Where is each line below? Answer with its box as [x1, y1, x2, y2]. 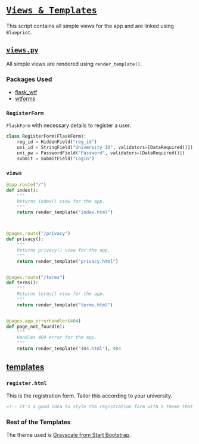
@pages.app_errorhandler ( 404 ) [6, 318, 82, 324]
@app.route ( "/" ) [6, 182, 46, 188]
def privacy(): [6, 236, 44, 243]
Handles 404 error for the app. [17, 334, 97, 341]
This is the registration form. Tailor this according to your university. [6, 392, 173, 399]
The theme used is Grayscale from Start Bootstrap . [6, 431, 131, 438]
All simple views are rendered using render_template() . [6, 60, 142, 67]
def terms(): [6, 280, 39, 286]
